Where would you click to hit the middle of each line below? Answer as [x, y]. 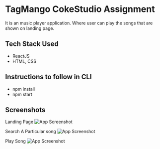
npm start [22, 94]
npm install [24, 89]
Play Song [16, 141]
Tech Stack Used [32, 44]
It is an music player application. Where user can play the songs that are [79, 23]
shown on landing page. [30, 28]
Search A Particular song [31, 132]
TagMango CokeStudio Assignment [80, 9]
